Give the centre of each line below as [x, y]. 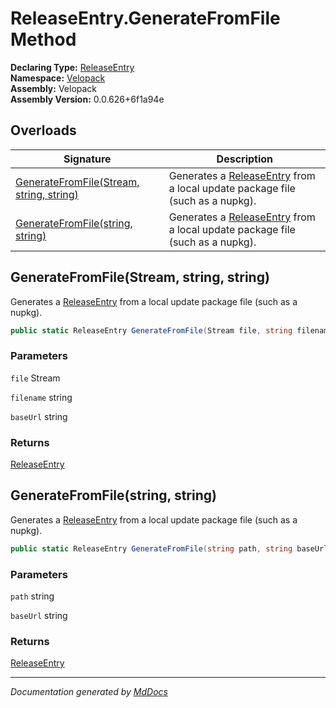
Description [245, 159]
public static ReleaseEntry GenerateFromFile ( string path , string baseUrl [169, 548]
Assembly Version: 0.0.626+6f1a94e [87, 99]
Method [43, 39]
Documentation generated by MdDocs [89, 692]
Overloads [43, 130]
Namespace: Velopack [58, 78]
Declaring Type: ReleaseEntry [72, 67]
